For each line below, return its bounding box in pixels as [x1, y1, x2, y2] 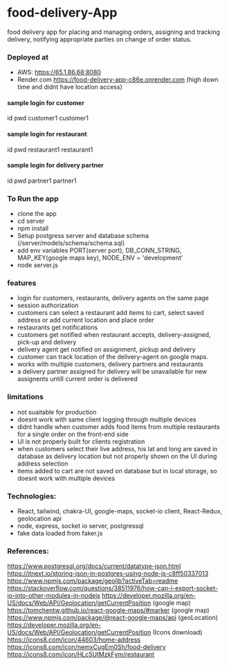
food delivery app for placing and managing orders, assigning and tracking [7, 28, 220, 36]
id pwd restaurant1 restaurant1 [7, 145, 93, 154]
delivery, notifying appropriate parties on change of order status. [7, 35, 192, 43]
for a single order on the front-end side [17, 430, 129, 438]
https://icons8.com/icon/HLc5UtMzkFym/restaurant [7, 650, 155, 659]
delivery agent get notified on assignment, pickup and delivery [17, 345, 196, 354]
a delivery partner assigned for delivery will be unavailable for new [17, 367, 208, 376]
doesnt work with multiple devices [17, 474, 116, 482]
